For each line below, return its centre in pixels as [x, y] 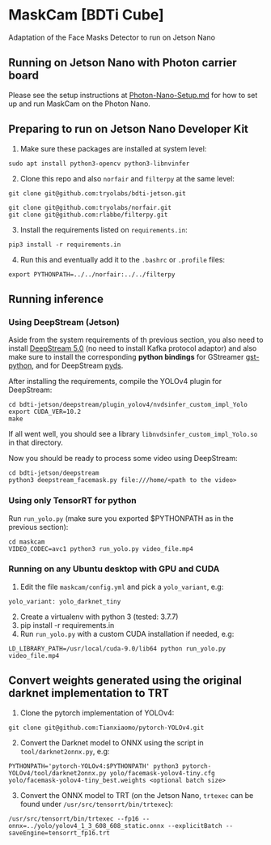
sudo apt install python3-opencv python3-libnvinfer [99, 164]
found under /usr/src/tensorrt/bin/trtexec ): [97, 804]
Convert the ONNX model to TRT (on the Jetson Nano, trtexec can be [137, 795]
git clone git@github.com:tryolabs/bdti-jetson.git [97, 193]
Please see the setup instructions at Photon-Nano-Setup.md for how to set [133, 95]
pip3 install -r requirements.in [65, 245]
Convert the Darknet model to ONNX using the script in [112, 742]
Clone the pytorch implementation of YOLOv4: [97, 713]
